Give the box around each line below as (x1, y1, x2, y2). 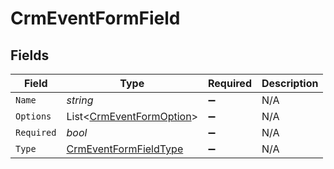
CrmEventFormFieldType (66, 142, 184, 156)
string (66, 93, 94, 107)
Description (261, 77, 319, 90)
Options (15, 111, 52, 122)
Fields (10, 47, 50, 64)
